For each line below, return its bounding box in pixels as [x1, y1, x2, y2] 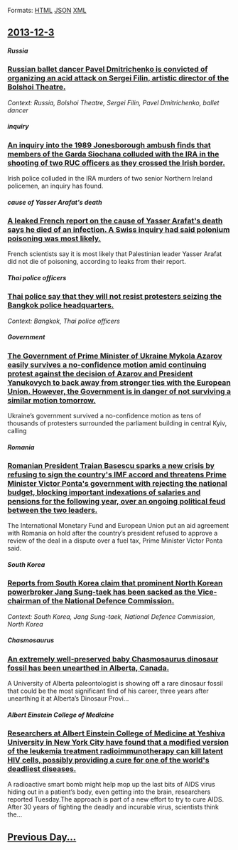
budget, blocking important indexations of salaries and [7, 487, 201, 497]
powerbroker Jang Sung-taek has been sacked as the [7, 587, 197, 597]
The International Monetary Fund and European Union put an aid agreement [7, 521, 229, 530]
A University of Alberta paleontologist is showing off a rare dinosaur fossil [7, 679, 224, 688]
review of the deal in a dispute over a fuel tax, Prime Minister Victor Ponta [7, 536, 223, 545]
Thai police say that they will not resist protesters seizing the [7, 292, 222, 302]
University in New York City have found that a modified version [7, 738, 229, 748]
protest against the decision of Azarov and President [7, 368, 193, 378]
